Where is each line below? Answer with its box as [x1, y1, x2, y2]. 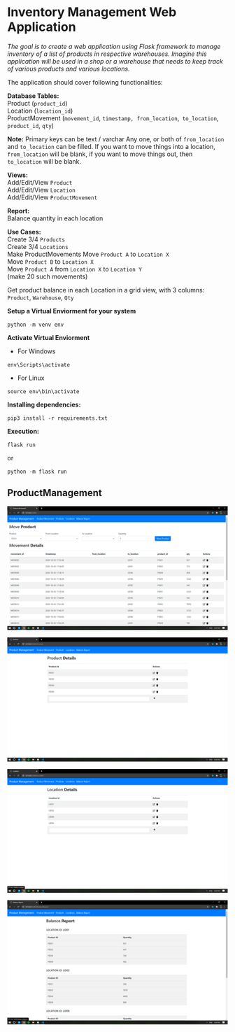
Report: [7, 206, 30, 215]
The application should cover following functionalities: [7, 78, 163, 86]
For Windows [17, 347, 56, 355]
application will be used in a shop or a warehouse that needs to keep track [7, 57, 224, 65]
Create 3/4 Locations [7, 242, 69, 250]
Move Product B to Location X [7, 257, 94, 266]
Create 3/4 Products [7, 235, 65, 243]
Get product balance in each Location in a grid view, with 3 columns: [7, 285, 205, 294]
